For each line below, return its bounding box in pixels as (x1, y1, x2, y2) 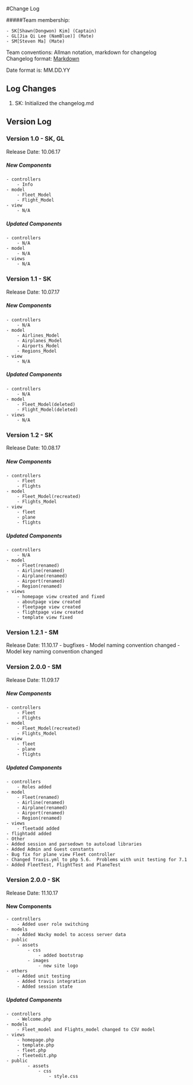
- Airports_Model (17, 342, 60, 349)
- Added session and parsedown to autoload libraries (6, 841, 143, 848)
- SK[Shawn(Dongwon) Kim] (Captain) (6, 28, 97, 34)
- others (6, 967, 28, 974)
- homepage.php (17, 1037, 55, 1043)
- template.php (17, 1042, 55, 1048)
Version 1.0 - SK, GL (6, 135, 65, 143)
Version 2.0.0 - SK (6, 875, 61, 884)
